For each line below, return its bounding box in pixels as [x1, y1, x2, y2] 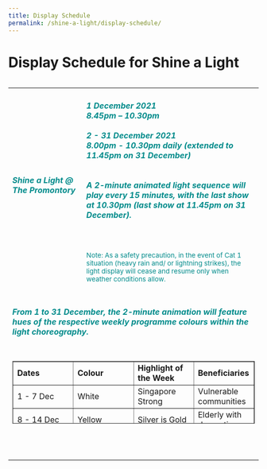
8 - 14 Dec [17, 414, 60, 425]
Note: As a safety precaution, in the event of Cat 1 [86, 250, 242, 259]
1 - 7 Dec [17, 390, 55, 401]
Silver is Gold [137, 414, 187, 425]
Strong [137, 395, 163, 406]
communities [197, 395, 246, 406]
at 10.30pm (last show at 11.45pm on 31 [86, 200, 246, 211]
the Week [137, 372, 175, 383]
